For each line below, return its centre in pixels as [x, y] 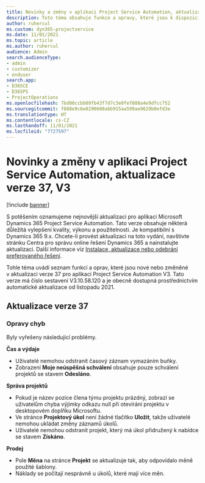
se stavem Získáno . [40, 436]
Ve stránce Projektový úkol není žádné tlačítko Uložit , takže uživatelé [103, 417]
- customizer [23, 69]
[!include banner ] [28, 204]
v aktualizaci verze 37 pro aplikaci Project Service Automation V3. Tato [95, 274]
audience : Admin [27, 52]
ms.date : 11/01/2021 [33, 35]
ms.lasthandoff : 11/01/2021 [42, 126]
